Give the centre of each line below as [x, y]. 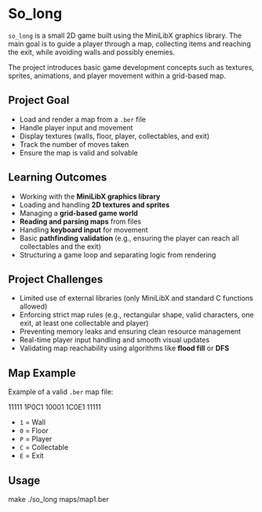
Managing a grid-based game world [79, 213]
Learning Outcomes [58, 177]
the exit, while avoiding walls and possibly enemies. [91, 52]
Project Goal [39, 100]
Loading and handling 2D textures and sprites [95, 204]
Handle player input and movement [76, 127]
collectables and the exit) [60, 246]
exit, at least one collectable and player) [84, 324]
